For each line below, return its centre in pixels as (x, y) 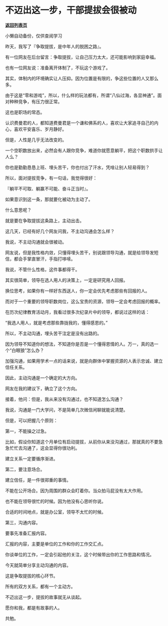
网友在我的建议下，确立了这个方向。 (42, 388)
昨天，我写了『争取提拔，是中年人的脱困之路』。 (54, 46)
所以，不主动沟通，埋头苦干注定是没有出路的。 (53, 333)
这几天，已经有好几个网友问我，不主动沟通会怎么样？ (60, 231)
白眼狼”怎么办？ (28, 350)
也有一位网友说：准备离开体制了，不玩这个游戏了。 (58, 68)
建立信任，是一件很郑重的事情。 (38, 480)
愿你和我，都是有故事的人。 (34, 607)
